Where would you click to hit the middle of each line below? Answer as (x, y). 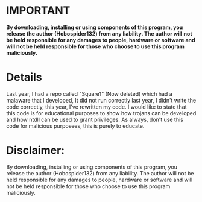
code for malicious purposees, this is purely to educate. (75, 126)
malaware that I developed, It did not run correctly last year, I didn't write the (101, 100)
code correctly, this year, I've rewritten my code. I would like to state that (96, 107)
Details (24, 77)
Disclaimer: (36, 150)
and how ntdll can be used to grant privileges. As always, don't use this (95, 119)
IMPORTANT (38, 11)
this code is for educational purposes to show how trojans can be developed (101, 113)
